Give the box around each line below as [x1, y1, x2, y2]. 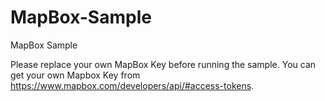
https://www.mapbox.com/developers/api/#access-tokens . [10, 79, 255, 91]
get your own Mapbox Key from [10, 69, 141, 81]
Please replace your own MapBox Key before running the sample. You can [10, 58, 317, 70]
